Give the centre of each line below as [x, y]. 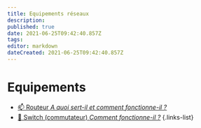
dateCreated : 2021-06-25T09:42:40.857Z [65, 53]
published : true [31, 27]
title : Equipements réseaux [48, 14]
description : [26, 20]
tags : [15, 40]
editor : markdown [33, 46]
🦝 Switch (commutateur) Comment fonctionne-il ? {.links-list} [105, 117]
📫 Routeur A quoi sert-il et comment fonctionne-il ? [92, 107]
